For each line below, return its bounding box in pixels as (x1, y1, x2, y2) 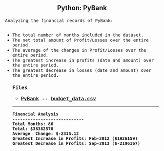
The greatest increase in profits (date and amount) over (12, 58, 154, 63)
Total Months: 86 (12, 121, 54, 127)
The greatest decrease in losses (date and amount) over (12, 68, 151, 73)
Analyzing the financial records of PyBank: (5, 18, 114, 23)
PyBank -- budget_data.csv (20, 95, 96, 102)
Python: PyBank (57, 4, 107, 12)
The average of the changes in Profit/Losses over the (12, 47, 146, 53)
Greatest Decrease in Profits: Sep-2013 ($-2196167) (12, 141, 141, 146)
